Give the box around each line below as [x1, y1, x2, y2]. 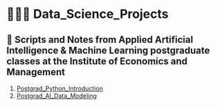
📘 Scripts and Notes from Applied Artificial [6, 34, 194, 46]
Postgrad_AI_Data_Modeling [16, 92, 97, 99]
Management [6, 66, 66, 78]
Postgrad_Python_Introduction [16, 84, 103, 93]
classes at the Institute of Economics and [6, 55, 188, 67]
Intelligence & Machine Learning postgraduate [6, 44, 210, 56]
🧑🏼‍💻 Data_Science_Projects [6, 6, 169, 22]
